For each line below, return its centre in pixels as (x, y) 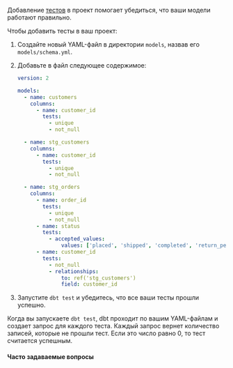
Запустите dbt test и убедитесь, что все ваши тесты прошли (108, 298)
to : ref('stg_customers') (99, 278)
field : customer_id (89, 284)
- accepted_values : (77, 239)
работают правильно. (39, 17)
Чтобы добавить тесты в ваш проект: (62, 31)
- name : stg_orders (52, 187)
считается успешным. (40, 341)
